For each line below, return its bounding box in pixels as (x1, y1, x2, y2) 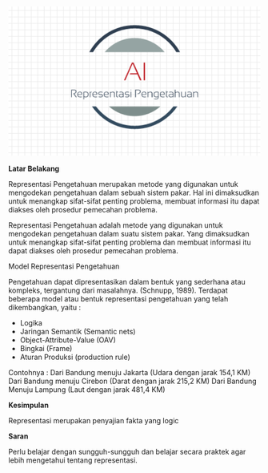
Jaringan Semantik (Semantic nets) (19, 326, 136, 336)
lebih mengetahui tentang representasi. (8, 455, 138, 465)
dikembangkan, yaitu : (8, 302, 82, 312)
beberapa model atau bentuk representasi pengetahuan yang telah (8, 293, 229, 303)
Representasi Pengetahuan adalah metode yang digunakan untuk (8, 220, 223, 230)
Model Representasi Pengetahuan (8, 261, 120, 271)
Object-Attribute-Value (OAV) (19, 335, 116, 345)
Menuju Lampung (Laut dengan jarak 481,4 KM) (8, 384, 166, 394)
